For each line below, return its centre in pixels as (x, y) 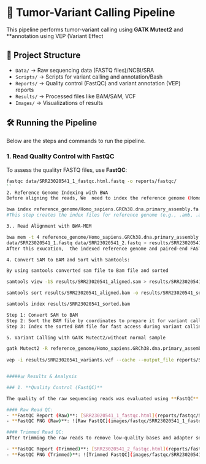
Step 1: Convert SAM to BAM (42, 315)
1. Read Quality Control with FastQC (60, 157)
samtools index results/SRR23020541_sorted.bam (68, 304)
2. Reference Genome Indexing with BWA (57, 193)
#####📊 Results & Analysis (42, 377)
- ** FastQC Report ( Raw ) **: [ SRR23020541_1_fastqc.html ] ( (82, 416)
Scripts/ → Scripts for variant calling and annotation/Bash (89, 77)
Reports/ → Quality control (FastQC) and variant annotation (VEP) (98, 83)
